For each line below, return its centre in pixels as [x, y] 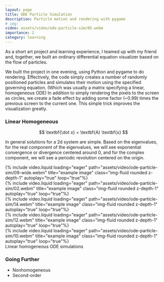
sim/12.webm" [20, 220]
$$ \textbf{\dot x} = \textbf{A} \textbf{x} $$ [83, 133]
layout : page [19, 10]
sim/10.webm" [20, 236]
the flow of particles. [26, 62]
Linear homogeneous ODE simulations [44, 247]
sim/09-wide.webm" [26, 173]
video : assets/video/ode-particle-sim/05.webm [54, 28]
